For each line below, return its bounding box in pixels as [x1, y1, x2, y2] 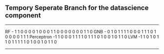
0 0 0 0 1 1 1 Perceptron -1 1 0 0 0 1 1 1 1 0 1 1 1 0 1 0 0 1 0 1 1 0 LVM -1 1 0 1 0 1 [5, 34, 159, 40]
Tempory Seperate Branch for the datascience [5, 4, 149, 12]
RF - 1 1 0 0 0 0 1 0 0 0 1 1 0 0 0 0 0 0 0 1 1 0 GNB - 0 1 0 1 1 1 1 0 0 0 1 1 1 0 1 [5, 28, 156, 34]
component [5, 12, 41, 20]
